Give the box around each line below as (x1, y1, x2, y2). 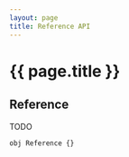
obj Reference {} (9, 138, 75, 148)
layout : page (9, 13, 59, 23)
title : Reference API (9, 22, 91, 31)
